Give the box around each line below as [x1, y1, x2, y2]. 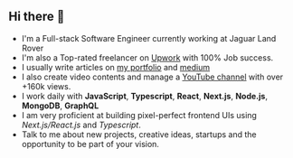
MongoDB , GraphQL [21, 100, 99, 111]
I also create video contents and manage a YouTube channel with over [21, 71, 284, 82]
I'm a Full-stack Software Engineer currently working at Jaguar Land [21, 33, 277, 43]
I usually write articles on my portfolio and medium [21, 61, 210, 72]
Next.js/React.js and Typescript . [21, 119, 142, 130]
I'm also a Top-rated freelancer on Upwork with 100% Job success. [21, 51, 274, 63]
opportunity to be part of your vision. [21, 138, 160, 149]
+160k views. [21, 80, 71, 91]
